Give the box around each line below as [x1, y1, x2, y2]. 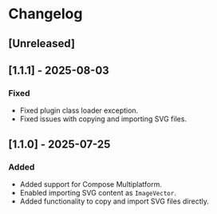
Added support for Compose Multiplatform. [19, 179, 162, 188]
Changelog [8, 5, 83, 23]
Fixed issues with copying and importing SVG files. [19, 114, 187, 124]
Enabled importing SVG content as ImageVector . [19, 188, 177, 197]
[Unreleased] [8, 37, 76, 50]
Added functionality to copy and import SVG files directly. [19, 196, 209, 206]
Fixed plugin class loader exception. [19, 105, 139, 116]
